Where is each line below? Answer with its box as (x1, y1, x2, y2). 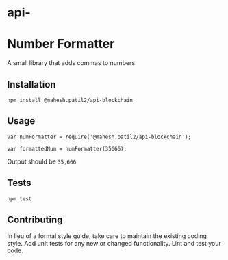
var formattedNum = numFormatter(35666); (7, 145, 127, 152)
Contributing (7, 213, 63, 225)
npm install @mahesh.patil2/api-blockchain (7, 96, 134, 103)
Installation (7, 79, 56, 90)
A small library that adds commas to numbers (7, 59, 136, 67)
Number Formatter (7, 36, 115, 52)
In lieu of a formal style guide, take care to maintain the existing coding (7, 232, 207, 240)
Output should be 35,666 (7, 157, 77, 166)
